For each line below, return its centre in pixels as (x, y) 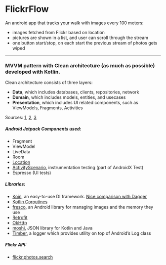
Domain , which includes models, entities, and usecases (69, 97)
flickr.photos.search (33, 257)
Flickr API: (16, 244)
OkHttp (20, 223)
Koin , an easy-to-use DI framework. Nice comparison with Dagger (80, 197)
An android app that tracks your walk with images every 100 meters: (74, 23)
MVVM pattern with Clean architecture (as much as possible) (80, 65)
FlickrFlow (27, 9)
